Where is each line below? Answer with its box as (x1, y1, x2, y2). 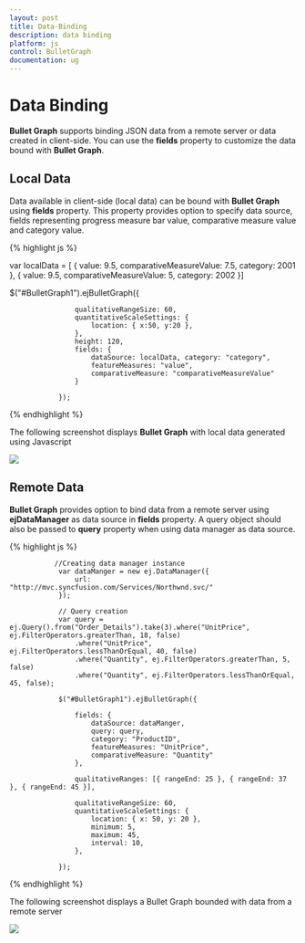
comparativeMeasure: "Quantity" (90, 750, 214, 760)
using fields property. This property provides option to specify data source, (9, 204, 293, 215)
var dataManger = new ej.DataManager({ (57, 567, 209, 576)
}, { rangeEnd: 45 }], (9, 782, 96, 791)
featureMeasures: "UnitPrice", (90, 742, 209, 751)
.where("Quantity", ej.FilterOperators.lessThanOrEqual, (74, 670, 296, 680)
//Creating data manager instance (54, 559, 185, 568)
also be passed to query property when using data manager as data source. (9, 523, 296, 534)
